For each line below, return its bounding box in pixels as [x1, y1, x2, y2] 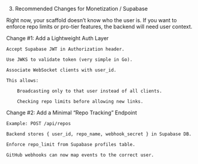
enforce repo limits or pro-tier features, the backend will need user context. [6, 23, 193, 30]
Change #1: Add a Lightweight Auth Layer [6, 35, 109, 41]
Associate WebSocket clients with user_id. [6, 67, 117, 73]
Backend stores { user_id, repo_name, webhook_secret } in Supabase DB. [6, 131, 192, 137]
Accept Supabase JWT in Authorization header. [6, 46, 125, 52]
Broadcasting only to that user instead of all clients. [17, 88, 163, 94]
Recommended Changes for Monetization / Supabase [14, 5, 148, 12]
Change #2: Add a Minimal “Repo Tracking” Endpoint [6, 109, 137, 116]
